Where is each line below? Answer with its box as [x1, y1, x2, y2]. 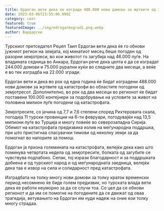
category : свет [5, 16, 36, 21]
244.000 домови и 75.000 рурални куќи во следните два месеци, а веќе [5, 64, 156, 70]
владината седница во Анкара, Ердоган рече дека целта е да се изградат [5, 59, 159, 64]
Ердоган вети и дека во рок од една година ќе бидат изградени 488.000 [5, 79, 156, 84]
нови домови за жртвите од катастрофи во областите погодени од [5, 84, 145, 89]
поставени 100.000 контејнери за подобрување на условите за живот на [5, 94, 157, 100]
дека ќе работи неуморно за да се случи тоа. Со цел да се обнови [5, 185, 144, 190]
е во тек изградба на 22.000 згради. [5, 69, 81, 75]
